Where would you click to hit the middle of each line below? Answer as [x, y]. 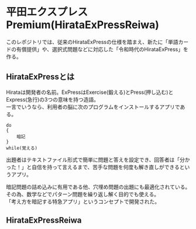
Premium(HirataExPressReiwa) [83, 25]
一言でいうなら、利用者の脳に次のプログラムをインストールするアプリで [93, 107]
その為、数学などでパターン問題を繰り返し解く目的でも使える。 [83, 194]
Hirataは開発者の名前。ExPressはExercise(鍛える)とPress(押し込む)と [90, 92]
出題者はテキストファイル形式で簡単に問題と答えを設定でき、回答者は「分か [98, 160]
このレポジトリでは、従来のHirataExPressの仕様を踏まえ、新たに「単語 [92, 42]
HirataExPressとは [40, 77]
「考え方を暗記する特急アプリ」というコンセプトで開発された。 [83, 201]
